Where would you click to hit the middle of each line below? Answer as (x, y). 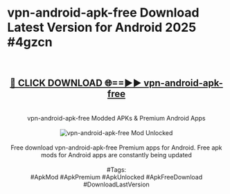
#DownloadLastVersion (116, 184)
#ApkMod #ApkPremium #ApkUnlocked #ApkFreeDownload (116, 177)
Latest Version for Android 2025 (102, 27)
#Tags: (116, 169)
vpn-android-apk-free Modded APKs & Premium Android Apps (116, 118)
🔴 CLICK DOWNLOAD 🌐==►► (76, 83)
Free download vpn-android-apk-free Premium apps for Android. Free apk (116, 148)
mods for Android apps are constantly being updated (116, 155)
